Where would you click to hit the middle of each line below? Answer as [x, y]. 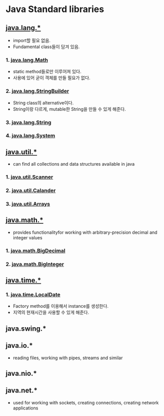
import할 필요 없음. [31, 40]
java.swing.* [26, 328]
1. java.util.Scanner [29, 177]
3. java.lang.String [28, 122]
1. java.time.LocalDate [33, 295]
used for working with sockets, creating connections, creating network [86, 402]
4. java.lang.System [30, 135]
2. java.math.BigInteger [35, 264]
